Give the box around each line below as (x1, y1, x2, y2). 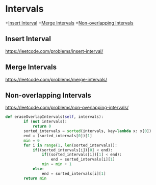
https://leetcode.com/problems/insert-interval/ (5, 48, 103, 54)
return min (23, 176, 47, 181)
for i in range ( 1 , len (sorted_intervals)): (23, 143, 117, 148)
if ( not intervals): (23, 119, 67, 125)
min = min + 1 (41, 162, 72, 167)
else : (32, 166, 44, 171)
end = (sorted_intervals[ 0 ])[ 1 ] (23, 133, 93, 138)
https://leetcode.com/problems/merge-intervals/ (5, 76, 108, 82)
